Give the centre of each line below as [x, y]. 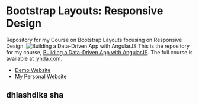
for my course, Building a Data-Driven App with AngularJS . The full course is [99, 52]
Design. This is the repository [98, 46]
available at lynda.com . [34, 58]
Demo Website [33, 70]
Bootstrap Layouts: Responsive [85, 11]
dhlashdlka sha [35, 95]
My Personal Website [41, 76]
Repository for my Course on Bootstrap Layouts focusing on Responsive [94, 40]
